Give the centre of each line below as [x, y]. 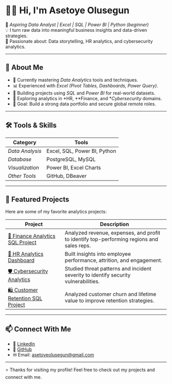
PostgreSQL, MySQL [71, 159]
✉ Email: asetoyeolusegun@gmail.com [53, 355]
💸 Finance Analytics [32, 236]
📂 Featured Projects [37, 199]
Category [25, 142]
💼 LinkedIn [24, 344]
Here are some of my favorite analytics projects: [56, 212]
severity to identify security [98, 275]
